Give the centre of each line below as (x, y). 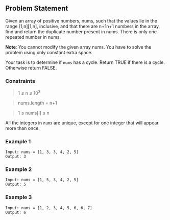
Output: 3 (16, 157)
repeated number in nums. (33, 37)
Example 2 (19, 169)
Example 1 (18, 141)
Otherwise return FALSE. (31, 68)
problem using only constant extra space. (49, 52)
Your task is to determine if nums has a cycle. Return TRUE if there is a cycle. (85, 62)
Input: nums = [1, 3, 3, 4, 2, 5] (42, 152)
